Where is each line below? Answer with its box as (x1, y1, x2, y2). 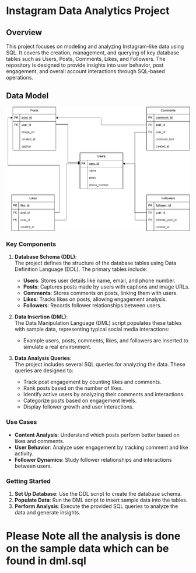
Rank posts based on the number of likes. (23, 385, 124, 392)
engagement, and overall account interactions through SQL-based (6, 68, 165, 74)
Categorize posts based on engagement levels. (23, 397, 137, 404)
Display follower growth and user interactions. (23, 403, 134, 410)
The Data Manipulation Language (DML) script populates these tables (14, 320, 182, 327)
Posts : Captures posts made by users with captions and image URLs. (23, 283, 190, 290)
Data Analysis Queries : (14, 355, 72, 362)
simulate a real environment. (23, 344, 92, 351)
